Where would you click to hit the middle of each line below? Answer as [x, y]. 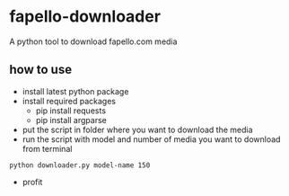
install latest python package [75, 91]
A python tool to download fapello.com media [93, 41]
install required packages [69, 101]
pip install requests [70, 111]
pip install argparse [71, 120]
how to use [41, 70]
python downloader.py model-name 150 [80, 165]
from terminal [47, 148]
